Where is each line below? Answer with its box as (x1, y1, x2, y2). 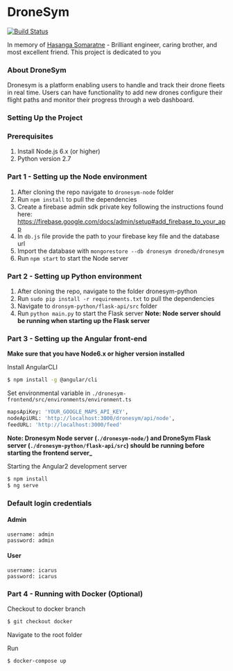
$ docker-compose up (7, 658, 67, 665)
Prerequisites (7, 132, 53, 141)
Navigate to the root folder (7, 631, 83, 639)
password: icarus (7, 573, 58, 579)
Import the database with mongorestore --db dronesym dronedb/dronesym (17, 247, 225, 255)
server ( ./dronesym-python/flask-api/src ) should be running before (7, 441, 205, 449)
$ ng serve (7, 482, 39, 489)
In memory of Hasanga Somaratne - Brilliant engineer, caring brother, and (7, 40, 217, 49)
